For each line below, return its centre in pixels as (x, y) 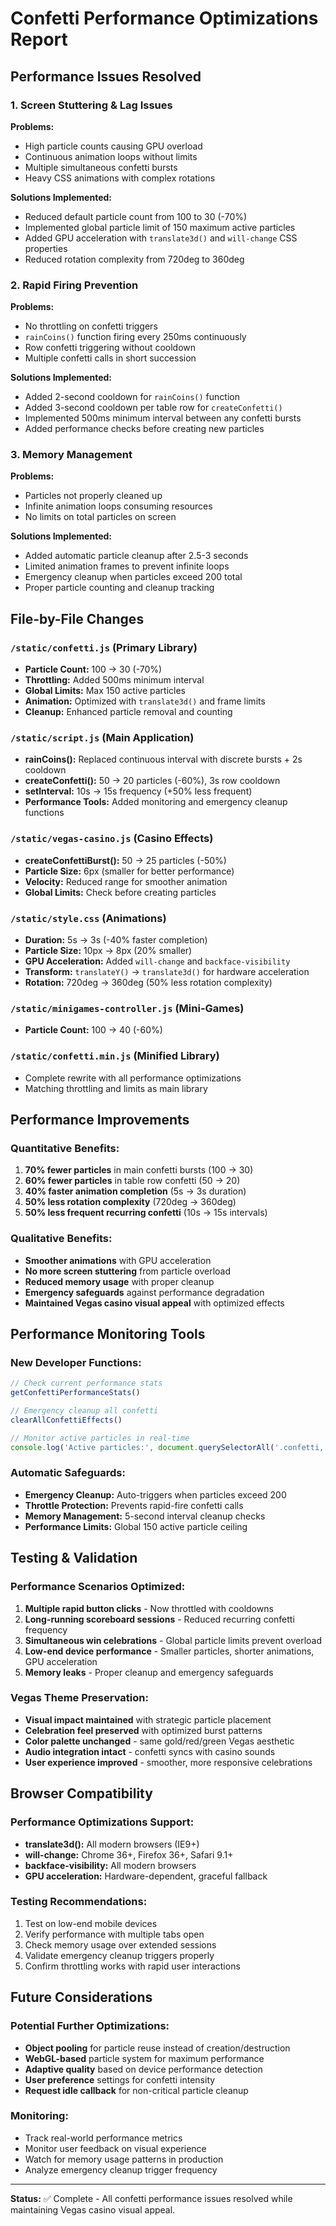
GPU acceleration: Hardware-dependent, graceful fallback (146, 1876)
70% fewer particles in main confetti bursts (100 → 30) (139, 1170)
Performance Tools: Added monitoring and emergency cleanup (156, 802)
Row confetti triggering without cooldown (110, 348)
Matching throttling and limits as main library (116, 1088)
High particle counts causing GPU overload (113, 146)
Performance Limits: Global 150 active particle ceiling (136, 1526)
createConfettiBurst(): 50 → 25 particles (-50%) (125, 860)
